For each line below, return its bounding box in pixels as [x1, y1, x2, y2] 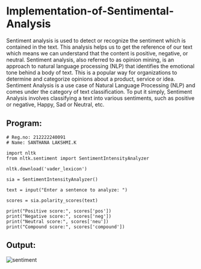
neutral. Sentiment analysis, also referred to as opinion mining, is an [6, 56, 175, 63]
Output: [6, 240, 36, 250]
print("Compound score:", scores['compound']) [6, 224, 125, 230]
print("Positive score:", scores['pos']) [6, 208, 112, 214]
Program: [6, 119, 42, 129]
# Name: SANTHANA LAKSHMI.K [6, 140, 77, 146]
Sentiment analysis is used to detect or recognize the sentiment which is [6, 37, 186, 44]
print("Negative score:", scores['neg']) [6, 213, 112, 219]
